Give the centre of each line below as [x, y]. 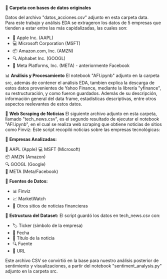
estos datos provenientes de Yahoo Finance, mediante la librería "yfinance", [83, 88]
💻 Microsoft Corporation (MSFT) [46, 43]
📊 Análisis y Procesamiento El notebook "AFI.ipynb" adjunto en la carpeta [82, 75]
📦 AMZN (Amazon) [25, 157]
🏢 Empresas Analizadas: [31, 139]
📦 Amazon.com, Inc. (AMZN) [43, 51]
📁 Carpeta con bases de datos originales [48, 8]
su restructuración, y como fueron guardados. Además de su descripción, [81, 93]
